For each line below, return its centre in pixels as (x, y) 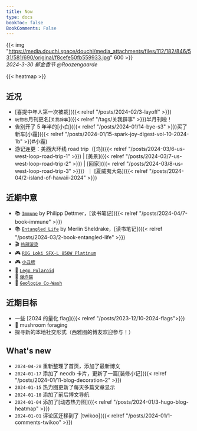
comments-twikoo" (38, 422)
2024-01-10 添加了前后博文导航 (52, 394)
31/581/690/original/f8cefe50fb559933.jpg (58, 57)
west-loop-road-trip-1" (42, 156)
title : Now (19, 12)
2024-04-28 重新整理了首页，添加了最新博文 (68, 366)
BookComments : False (32, 28)
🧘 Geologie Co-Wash (38, 282)
